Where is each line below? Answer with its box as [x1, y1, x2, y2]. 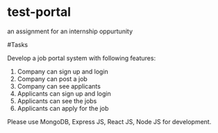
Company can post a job [17, 74, 88, 83]
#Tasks [7, 40, 28, 48]
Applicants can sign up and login [17, 89, 111, 98]
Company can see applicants [17, 82, 101, 90]
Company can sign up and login [17, 67, 109, 76]
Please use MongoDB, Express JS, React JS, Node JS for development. [7, 117, 212, 125]
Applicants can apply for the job [17, 104, 109, 112]
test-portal [7, 4, 72, 20]
